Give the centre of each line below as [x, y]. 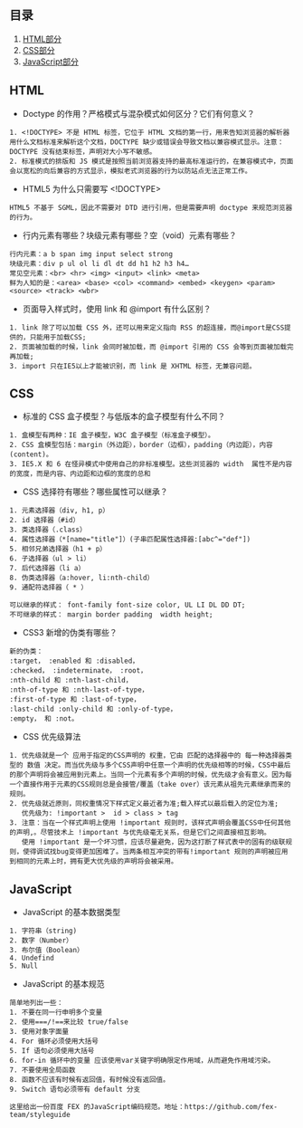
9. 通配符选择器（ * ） [49, 588]
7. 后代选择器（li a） [47, 569]
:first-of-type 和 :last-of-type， [75, 700]
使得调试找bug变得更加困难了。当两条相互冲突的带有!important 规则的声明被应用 [155, 852]
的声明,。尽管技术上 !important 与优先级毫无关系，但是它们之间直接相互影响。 [140, 833]
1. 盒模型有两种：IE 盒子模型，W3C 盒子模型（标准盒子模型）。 [112, 435]
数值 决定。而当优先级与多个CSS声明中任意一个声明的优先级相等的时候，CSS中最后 [159, 765]
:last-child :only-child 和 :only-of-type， [93, 709]
